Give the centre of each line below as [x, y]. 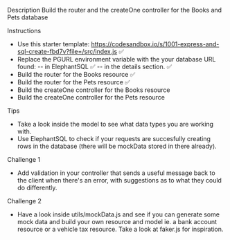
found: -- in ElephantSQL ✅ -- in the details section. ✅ [95, 66]
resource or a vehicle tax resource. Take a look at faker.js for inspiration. [120, 229]
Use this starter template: [53, 44]
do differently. [37, 187]
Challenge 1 [24, 159]
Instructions [24, 31]
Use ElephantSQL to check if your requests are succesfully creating [114, 139]
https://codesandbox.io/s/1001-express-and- [155, 44]
